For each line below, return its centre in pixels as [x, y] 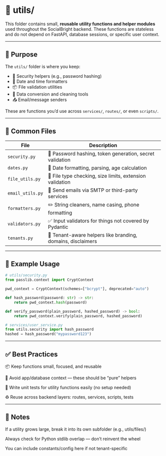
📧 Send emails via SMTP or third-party [93, 190]
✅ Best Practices [31, 354]
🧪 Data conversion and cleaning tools [50, 94]
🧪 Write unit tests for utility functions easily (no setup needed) [68, 387]
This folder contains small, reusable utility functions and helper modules [80, 24]
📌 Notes [18, 417]
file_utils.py [24, 179]
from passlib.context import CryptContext [49, 280]
